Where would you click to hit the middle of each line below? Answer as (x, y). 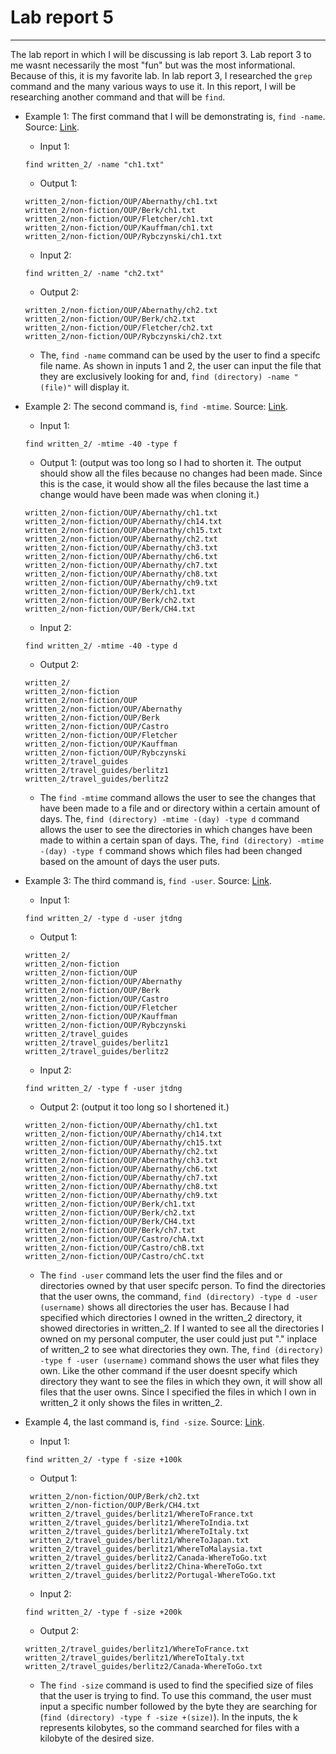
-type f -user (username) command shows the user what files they (179, 1360)
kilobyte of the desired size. (97, 1738)
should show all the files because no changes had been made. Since (181, 473)
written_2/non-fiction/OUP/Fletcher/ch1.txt (119, 219)
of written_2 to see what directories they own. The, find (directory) (181, 1349)
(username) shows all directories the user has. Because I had (164, 1307)
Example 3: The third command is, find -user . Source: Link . (148, 880)
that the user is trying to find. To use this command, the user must (175, 1695)
